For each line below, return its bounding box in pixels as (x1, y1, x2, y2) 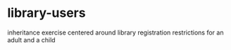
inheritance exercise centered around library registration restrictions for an (7, 28, 224, 37)
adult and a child (7, 35, 56, 44)
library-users (7, 5, 86, 21)
